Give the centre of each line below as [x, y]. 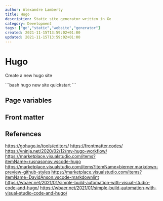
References [23, 134]
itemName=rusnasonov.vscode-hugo [43, 161]
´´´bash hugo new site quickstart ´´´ [41, 85]
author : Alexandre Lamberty [34, 10]
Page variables [28, 100]
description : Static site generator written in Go [58, 19]
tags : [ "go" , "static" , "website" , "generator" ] [53, 28]
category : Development [28, 23]
